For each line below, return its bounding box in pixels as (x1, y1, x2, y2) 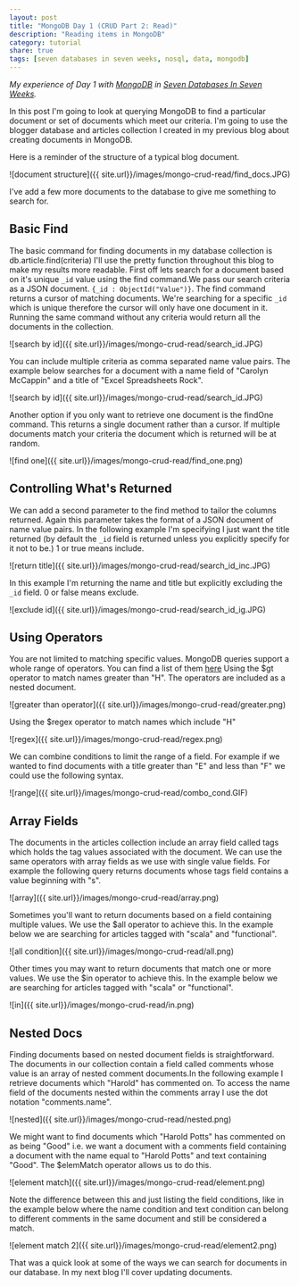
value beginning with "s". (9, 875, 101, 886)
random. (9, 438, 40, 448)
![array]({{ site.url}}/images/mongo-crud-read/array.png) (9, 892, 220, 903)
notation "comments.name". (9, 1097, 112, 1107)
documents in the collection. (9, 321, 114, 331)
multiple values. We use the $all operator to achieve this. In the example (9, 919, 274, 930)
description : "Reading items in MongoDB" (9, 29, 166, 38)
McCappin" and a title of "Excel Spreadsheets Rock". (9, 374, 203, 385)
